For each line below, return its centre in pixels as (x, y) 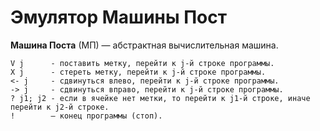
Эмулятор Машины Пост (119, 17)
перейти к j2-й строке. (60, 107)
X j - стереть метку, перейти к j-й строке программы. (138, 72)
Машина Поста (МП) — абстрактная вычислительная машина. (144, 45)
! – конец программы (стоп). (86, 116)
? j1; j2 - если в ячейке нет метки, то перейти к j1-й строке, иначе (160, 98)
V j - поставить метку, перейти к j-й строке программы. (142, 63)
